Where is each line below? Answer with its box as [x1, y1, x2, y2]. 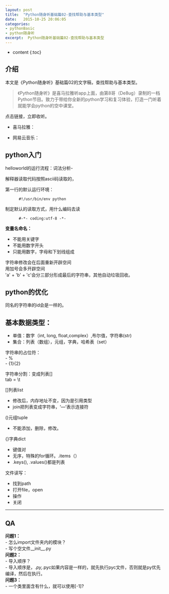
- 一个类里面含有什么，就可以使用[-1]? [5, 583, 84, 589]
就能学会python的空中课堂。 [17, 103, 76, 109]
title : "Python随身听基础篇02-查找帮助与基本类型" [5, 12, 105, 17]
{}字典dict [5, 436, 26, 442]
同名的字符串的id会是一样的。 [5, 302, 66, 308]
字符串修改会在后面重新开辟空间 [5, 259, 71, 265]
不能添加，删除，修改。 [12, 425, 61, 431]
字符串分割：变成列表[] [5, 371, 53, 377]
